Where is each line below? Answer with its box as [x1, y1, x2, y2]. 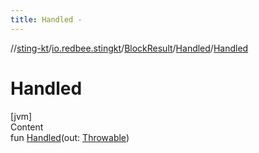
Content [10, 121, 44, 133]
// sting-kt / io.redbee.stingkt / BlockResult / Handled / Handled [10, 42, 249, 54]
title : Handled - [10, 14, 83, 25]
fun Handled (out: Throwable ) [10, 131, 130, 143]
